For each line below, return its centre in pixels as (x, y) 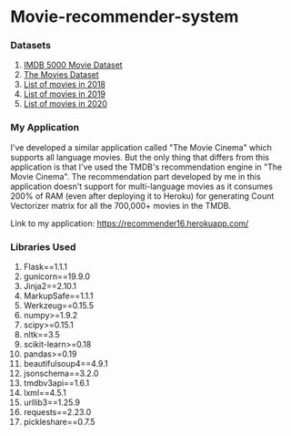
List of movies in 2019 (65, 94)
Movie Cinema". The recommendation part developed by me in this (136, 176)
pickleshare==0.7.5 (59, 422)
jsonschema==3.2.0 (61, 374)
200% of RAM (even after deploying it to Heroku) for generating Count (142, 196)
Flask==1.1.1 (45, 267)
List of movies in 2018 (64, 85)
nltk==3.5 (41, 335)
